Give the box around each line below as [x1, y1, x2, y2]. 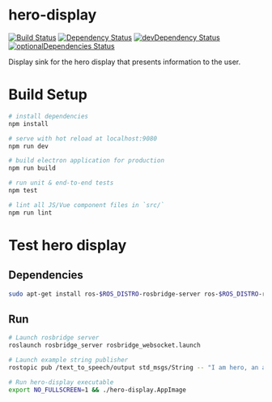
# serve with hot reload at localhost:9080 [8, 134, 158, 143]
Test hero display [8, 236, 127, 254]
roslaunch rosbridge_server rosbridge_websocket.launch [8, 341, 201, 350]
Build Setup [8, 85, 87, 104]
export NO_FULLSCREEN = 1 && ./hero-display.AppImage [8, 386, 186, 394]
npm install [8, 119, 49, 128]
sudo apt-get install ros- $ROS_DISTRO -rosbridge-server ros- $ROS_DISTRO [8, 290, 259, 298]
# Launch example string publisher [8, 356, 129, 365]
